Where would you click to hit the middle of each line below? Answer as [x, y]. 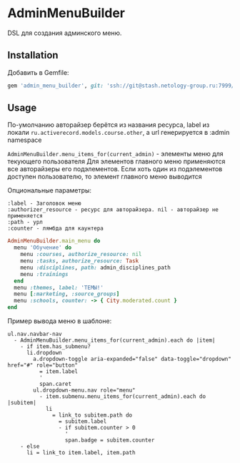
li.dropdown [44, 353]
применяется [25, 216]
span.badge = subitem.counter [110, 440]
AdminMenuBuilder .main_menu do [54, 241]
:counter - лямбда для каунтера [55, 229]
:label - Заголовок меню [44, 204]
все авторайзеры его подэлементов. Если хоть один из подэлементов [115, 169]
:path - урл [25, 223]
